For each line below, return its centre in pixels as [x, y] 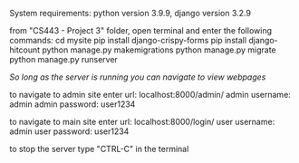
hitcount [25, 50]
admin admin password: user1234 [72, 104]
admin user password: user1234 [69, 131]
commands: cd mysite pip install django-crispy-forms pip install [128, 40]
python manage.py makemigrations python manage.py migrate [159, 50]
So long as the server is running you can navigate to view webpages [138, 77]
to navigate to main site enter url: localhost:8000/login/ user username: [142, 122]
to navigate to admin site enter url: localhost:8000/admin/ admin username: [150, 95]
